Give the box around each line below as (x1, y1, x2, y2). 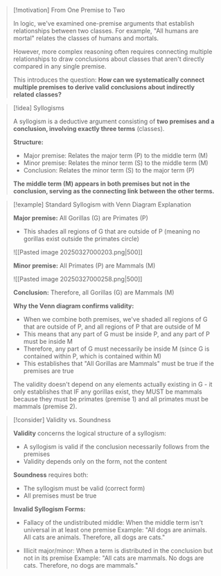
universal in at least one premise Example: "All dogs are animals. (23, 526, 207, 534)
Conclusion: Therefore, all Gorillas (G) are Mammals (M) (12, 288, 175, 297)
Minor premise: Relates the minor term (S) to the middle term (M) (23, 159, 209, 167)
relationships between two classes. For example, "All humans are (12, 27, 199, 35)
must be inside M (23, 338, 73, 345)
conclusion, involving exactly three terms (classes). (12, 125, 165, 132)
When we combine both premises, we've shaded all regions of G (23, 315, 208, 323)
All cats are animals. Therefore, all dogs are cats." (23, 533, 166, 541)
